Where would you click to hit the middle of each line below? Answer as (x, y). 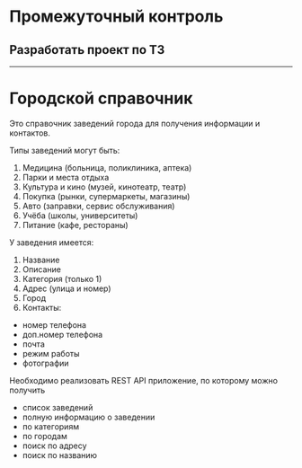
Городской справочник (101, 98)
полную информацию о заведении (89, 417)
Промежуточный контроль (116, 17)
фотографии (45, 363)
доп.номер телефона (62, 334)
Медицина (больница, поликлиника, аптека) (107, 167)
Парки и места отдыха (66, 177)
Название (41, 260)
